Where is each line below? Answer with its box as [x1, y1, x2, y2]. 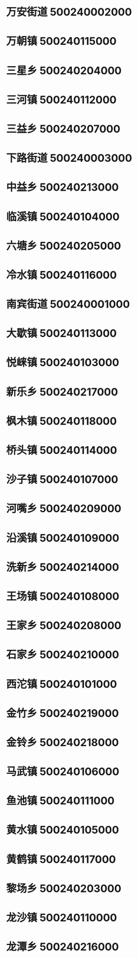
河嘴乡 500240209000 [6, 502, 122, 515]
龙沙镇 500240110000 [6, 911, 117, 924]
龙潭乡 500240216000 [6, 940, 119, 954]
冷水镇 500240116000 [6, 268, 117, 282]
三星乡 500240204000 [6, 64, 122, 77]
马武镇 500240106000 [6, 765, 120, 779]
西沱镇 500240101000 [6, 677, 117, 691]
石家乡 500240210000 [6, 648, 120, 662]
